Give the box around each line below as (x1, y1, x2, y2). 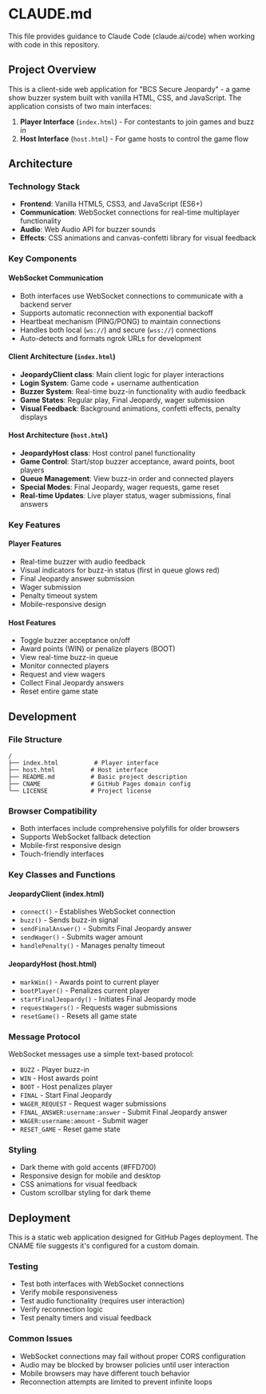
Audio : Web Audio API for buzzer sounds (19, 225, 156, 235)
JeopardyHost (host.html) (8, 959, 97, 969)
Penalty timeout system (19, 591, 98, 601)
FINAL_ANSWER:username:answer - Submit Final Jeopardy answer (19, 1107, 228, 1117)
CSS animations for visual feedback (19, 1179, 137, 1189)
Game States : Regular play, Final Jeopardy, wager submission (19, 395, 225, 404)
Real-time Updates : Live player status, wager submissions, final (19, 490, 232, 500)
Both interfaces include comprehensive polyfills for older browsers (19, 824, 240, 834)
